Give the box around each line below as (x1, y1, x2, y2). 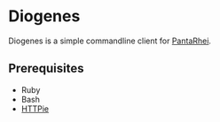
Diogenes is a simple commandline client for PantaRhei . (8, 35, 212, 46)
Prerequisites (8, 61, 84, 76)
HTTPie (20, 103, 50, 114)
